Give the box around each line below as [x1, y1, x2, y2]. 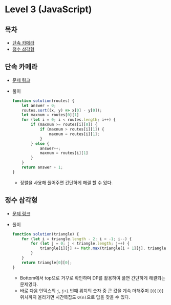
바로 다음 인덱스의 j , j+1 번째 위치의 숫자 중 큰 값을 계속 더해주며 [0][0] [19, 288, 164, 294]
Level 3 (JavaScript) [5, 4, 92, 15]
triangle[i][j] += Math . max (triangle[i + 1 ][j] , [39, 246, 146, 251]
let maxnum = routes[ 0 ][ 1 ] [22, 113, 79, 118]
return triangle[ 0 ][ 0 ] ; [22, 260, 72, 265]
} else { [31, 141, 50, 146]
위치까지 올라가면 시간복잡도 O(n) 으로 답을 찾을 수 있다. [19, 294, 131, 300]
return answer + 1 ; [22, 165, 63, 170]
